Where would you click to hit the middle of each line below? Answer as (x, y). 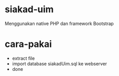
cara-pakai (28, 44)
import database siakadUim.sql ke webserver (59, 64)
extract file (23, 58)
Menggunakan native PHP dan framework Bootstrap (59, 23)
